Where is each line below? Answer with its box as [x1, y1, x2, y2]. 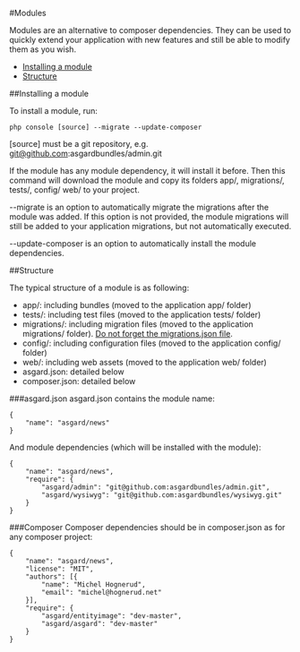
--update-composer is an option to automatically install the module [9, 238, 257, 249]
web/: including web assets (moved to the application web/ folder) [21, 357, 267, 367]
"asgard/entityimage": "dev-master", [41, 612, 182, 621]
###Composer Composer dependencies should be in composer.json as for [9, 522, 286, 532]
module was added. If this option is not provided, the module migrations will [9, 211, 289, 222]
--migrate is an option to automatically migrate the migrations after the [9, 202, 270, 212]
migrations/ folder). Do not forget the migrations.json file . [21, 329, 233, 339]
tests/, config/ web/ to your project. [9, 184, 141, 195]
